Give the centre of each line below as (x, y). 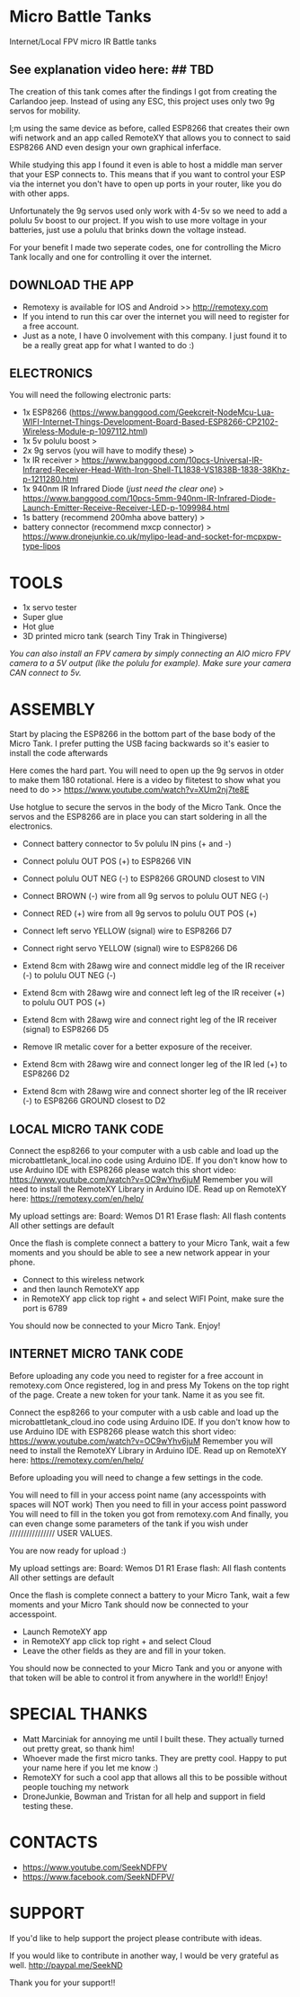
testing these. (48, 1805)
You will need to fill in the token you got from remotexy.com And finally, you (149, 1514)
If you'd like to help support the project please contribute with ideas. (136, 1938)
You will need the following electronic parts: (90, 395)
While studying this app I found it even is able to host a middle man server (146, 165)
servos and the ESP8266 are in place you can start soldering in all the (138, 817)
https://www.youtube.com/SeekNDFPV (95, 1867)
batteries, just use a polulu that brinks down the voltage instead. (128, 229)
